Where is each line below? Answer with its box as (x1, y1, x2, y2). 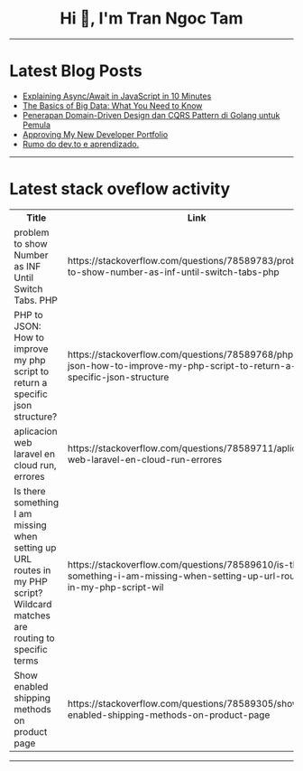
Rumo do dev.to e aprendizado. (22, 138, 140, 149)
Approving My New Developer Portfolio (22, 128, 169, 139)
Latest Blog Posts (9, 61, 142, 81)
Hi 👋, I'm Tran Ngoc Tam (60, 8, 243, 29)
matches (14, 609, 51, 622)
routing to (14, 632, 56, 644)
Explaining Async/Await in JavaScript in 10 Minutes (22, 90, 212, 101)
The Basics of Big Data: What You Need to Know (22, 99, 203, 111)
